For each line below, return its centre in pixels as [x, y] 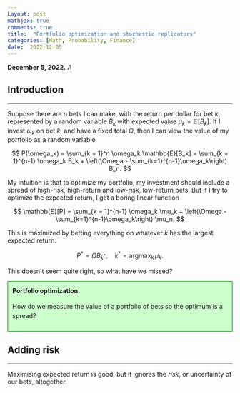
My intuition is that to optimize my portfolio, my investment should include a [119, 183]
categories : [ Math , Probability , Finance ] [71, 41]
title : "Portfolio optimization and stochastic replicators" [102, 34]
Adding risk [34, 350]
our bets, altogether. [37, 382]
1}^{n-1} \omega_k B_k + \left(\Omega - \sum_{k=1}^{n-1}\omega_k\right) [120, 161]
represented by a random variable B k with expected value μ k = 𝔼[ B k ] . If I [114, 122]
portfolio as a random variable [51, 140]
